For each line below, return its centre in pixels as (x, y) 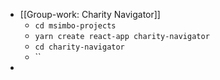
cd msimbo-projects (75, 26)
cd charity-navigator (79, 47)
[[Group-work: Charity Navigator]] (90, 14)
